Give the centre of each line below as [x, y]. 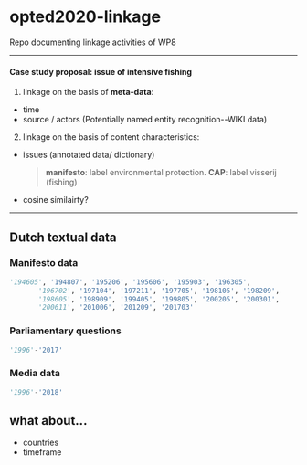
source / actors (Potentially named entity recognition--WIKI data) [145, 120]
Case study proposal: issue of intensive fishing [101, 71]
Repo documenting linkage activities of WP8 [93, 42]
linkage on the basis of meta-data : [88, 92]
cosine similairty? [55, 200]
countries [41, 443]
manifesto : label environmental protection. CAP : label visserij [161, 173]
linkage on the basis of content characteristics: [111, 137]
